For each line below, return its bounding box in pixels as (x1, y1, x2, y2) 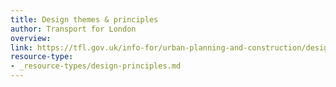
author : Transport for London (10, 24, 137, 34)
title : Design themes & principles (10, 14, 159, 25)
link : (10, 42, 33, 53)
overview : (10, 33, 52, 43)
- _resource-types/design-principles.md (10, 61, 182, 71)
